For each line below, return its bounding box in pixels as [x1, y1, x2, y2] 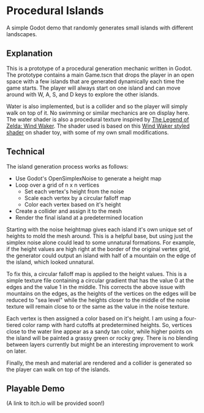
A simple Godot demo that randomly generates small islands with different [6, 24, 194, 31]
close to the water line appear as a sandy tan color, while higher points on [6, 328, 193, 335]
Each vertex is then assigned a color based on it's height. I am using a [6, 314, 183, 322]
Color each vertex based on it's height [24, 201, 121, 208]
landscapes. [6, 30, 37, 37]
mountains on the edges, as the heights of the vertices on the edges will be [6, 290, 197, 297]
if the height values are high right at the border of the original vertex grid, [6, 245, 191, 252]
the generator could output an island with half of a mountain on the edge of [6, 252, 196, 259]
